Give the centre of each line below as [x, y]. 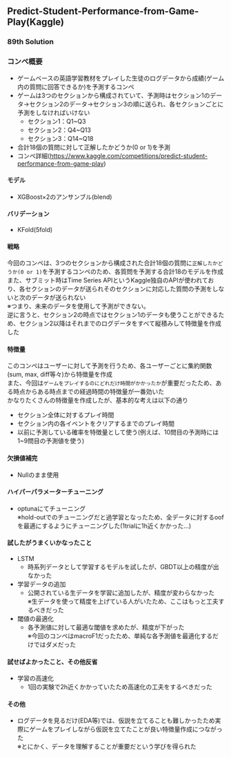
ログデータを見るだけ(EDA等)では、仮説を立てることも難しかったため [116, 720]
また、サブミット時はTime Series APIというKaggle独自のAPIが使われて [108, 280]
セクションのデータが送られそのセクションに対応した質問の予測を [119, 289]
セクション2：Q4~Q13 [59, 130]
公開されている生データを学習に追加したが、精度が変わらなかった [121, 593]
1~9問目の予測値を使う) [51, 441]
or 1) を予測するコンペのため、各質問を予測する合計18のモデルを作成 [125, 271]
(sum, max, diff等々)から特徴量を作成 [60, 374]
